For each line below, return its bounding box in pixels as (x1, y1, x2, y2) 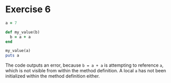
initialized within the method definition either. (5, 73, 100, 79)
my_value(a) (5, 48, 31, 53)
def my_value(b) (5, 30, 40, 35)
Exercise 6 (5, 4, 51, 15)
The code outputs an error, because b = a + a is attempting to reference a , (5, 62, 164, 68)
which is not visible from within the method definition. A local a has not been (5, 68, 166, 74)
